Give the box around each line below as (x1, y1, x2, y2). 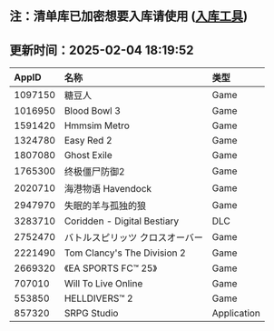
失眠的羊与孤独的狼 (64, 199, 147, 212)
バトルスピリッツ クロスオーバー (64, 231, 204, 244)
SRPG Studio (64, 307, 119, 320)
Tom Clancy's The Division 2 (64, 246, 186, 259)
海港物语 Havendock (64, 183, 152, 196)
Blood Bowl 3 (64, 105, 121, 117)
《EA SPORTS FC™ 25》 (64, 262, 158, 275)
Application (211, 307, 261, 320)
